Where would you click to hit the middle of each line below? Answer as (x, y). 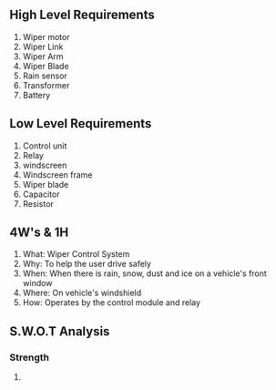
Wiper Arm (43, 56)
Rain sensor (45, 76)
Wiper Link (43, 46)
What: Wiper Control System (76, 254)
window (37, 283)
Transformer (46, 85)
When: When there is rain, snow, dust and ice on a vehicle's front (144, 273)
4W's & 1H (39, 233)
